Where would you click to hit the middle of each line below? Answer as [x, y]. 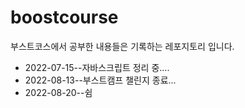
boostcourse [64, 17]
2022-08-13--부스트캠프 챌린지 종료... [100, 80]
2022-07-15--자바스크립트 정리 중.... [97, 67]
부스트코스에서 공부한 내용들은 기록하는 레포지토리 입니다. [122, 46]
